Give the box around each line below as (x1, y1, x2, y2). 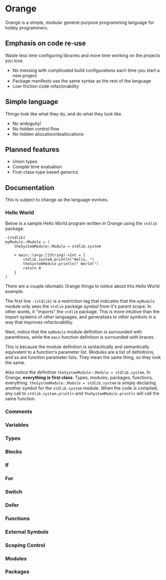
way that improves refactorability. (5, 319, 74, 325)
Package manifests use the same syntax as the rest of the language (12, 78, 152, 84)
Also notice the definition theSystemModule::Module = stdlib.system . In (5, 369, 151, 376)
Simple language (5, 97, 59, 106)
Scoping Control (5, 542, 46, 549)
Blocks (5, 448, 22, 455)
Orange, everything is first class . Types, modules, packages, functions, (5, 375, 153, 381)
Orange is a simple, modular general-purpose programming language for (5, 19, 155, 25)
